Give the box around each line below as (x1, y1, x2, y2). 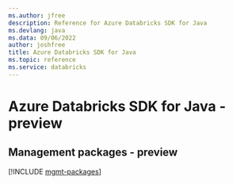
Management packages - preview (8, 146, 178, 159)
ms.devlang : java (8, 26, 66, 34)
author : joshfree (8, 41, 66, 49)
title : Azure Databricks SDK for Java (8, 48, 136, 56)
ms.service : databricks (8, 63, 87, 71)
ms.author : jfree (8, 11, 66, 20)
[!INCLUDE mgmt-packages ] (8, 167, 101, 176)
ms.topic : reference (8, 56, 77, 64)
